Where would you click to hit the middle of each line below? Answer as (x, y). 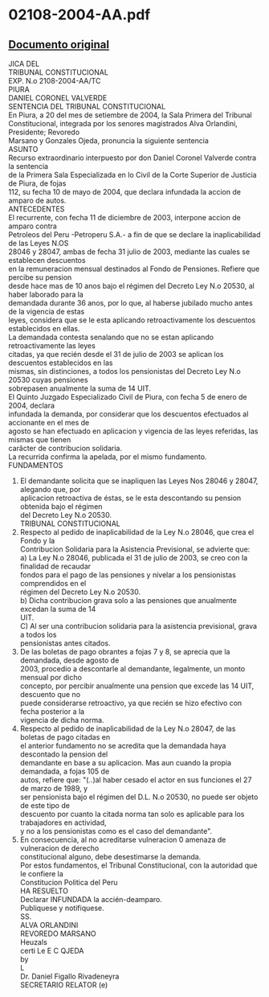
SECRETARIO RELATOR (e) (64, 985)
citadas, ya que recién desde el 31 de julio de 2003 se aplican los (116, 354)
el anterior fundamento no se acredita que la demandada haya (123, 746)
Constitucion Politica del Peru (69, 882)
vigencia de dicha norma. (62, 720)
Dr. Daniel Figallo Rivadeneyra (69, 976)
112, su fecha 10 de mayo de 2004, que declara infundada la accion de (124, 192)
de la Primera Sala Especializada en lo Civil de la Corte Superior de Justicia (132, 175)
